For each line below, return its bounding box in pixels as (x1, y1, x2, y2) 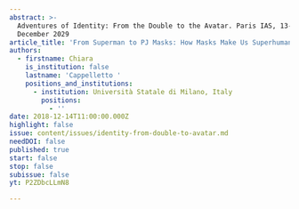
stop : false (9, 162, 53, 171)
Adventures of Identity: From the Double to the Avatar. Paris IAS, (17, 21, 277, 30)
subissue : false (9, 170, 69, 179)
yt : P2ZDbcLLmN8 (9, 179, 69, 188)
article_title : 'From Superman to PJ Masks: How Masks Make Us (9, 37, 249, 47)
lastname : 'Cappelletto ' (25, 71, 122, 80)
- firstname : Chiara (17, 54, 93, 63)
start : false (9, 153, 58, 163)
